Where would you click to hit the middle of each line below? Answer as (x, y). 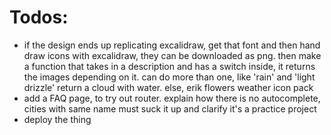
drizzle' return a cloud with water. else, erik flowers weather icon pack (168, 87)
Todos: (39, 17)
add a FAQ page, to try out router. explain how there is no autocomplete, (172, 98)
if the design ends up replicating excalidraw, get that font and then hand (172, 45)
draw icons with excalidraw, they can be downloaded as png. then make (172, 55)
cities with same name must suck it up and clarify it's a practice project (170, 108)
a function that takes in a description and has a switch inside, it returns (169, 66)
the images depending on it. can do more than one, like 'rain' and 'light (169, 77)
